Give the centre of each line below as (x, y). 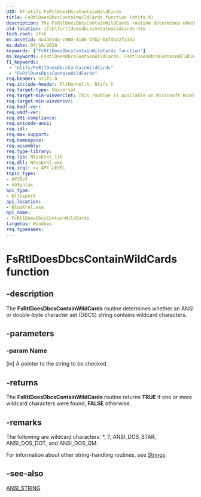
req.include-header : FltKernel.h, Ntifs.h (60, 85)
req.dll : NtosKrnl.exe (34, 163)
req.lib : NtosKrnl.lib (34, 157)
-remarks (24, 422)
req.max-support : (28, 135)
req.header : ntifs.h (32, 79)
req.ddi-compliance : (32, 118)
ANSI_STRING (23, 488)
